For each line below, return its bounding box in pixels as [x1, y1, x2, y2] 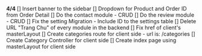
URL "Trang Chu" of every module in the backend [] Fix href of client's [6, 24, 181, 31]
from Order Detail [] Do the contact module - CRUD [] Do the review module [6, 11, 195, 18]
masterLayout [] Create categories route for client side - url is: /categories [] [6, 30, 196, 38]
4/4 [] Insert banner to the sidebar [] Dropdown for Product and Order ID [6, 5, 187, 12]
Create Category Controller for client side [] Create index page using [6, 37, 177, 43]
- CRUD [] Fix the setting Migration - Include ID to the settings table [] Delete [6, 18, 197, 24]
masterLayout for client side [6, 43, 76, 50]
